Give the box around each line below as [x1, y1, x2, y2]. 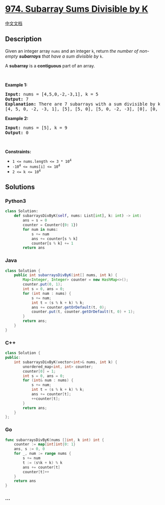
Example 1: [5, 82, 28, 88]
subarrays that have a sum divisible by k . [19, 53, 104, 59]
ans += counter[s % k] [31, 236, 78, 241]
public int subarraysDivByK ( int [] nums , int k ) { [14, 273, 118, 278]
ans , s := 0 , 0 [14, 446, 45, 451]
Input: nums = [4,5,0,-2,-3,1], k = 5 [5, 91, 99, 97]
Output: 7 [5, 96, 28, 102]
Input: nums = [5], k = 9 [5, 125, 68, 130]
